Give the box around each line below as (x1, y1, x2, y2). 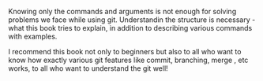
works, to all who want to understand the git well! (8, 64, 168, 73)
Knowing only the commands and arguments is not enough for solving (8, 7, 237, 16)
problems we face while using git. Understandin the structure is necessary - (8, 15, 256, 24)
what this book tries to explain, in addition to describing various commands (8, 24, 253, 32)
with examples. (8, 31, 58, 41)
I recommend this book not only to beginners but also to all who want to (8, 47, 242, 56)
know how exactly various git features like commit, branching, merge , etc (8, 55, 249, 64)
